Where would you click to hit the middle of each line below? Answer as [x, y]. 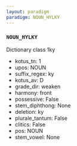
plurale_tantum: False [41, 118]
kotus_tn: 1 [28, 61]
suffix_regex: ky [34, 74]
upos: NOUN [30, 67]
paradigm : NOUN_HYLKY [33, 17]
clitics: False [30, 124]
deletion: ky [29, 111]
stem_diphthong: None [43, 105]
